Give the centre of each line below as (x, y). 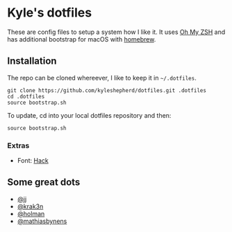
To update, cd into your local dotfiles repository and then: (89, 115)
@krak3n (30, 206)
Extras (18, 145)
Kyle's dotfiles (50, 13)
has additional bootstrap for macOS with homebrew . (82, 39)
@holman (31, 213)
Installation (32, 61)
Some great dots (44, 182)
